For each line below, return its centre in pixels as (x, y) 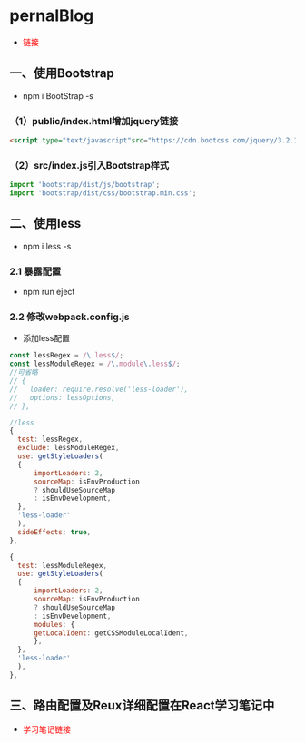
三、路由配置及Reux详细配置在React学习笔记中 (142, 705)
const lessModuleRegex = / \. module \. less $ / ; (95, 364)
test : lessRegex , (50, 440)
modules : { (54, 624)
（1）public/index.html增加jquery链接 (94, 121)
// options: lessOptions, (63, 397)
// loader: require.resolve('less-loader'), (99, 389)
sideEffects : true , (54, 532)
